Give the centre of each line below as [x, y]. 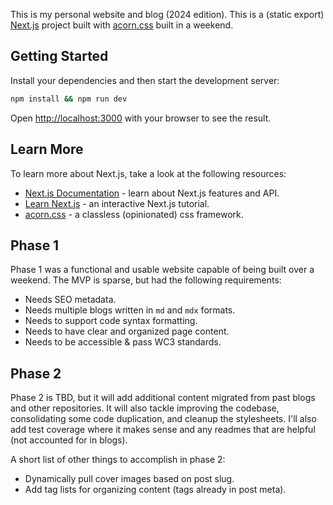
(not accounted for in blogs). [69, 440]
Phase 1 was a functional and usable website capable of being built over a [162, 270]
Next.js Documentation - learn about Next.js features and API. [152, 193]
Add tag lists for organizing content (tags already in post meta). [155, 490]
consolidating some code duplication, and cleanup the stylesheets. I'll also [163, 419]
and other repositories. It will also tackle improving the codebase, [145, 408]
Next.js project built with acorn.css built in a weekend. [122, 25]
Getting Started [59, 56]
